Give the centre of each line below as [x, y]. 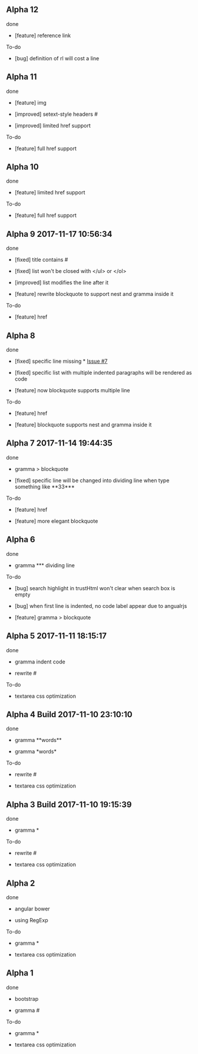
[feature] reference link [43, 35]
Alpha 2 [21, 883]
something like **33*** [44, 486]
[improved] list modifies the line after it [62, 282]
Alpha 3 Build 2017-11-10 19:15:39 [69, 804]
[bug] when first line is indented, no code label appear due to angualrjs [101, 606]
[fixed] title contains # [41, 260]
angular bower [32, 909]
